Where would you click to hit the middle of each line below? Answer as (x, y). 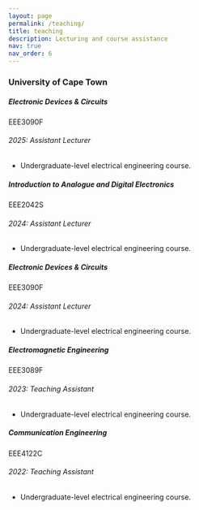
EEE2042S (26, 205)
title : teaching (36, 31)
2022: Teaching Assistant (51, 472)
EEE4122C (25, 453)
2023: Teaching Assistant (51, 389)
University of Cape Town (58, 82)
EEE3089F (26, 370)
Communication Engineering (58, 433)
